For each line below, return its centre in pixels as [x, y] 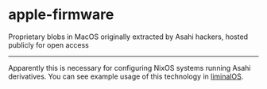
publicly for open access [48, 44]
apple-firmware [61, 15]
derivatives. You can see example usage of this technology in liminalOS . [126, 76]
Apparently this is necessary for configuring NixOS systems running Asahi [130, 68]
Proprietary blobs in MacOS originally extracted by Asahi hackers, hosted [128, 37]
